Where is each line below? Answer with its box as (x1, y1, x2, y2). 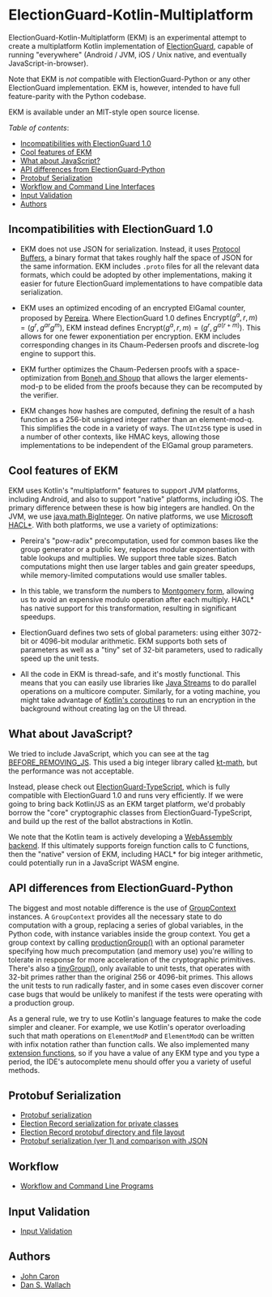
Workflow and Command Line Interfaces (19, 181, 155, 192)
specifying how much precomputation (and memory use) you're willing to (8, 946, 253, 955)
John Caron (19, 1271, 60, 1281)
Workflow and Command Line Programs (19, 1181, 154, 1191)
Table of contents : (8, 123, 70, 132)
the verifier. (19, 390, 59, 400)
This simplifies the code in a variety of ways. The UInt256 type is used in (19, 424, 262, 433)
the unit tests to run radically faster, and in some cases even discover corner (8, 980, 264, 990)
